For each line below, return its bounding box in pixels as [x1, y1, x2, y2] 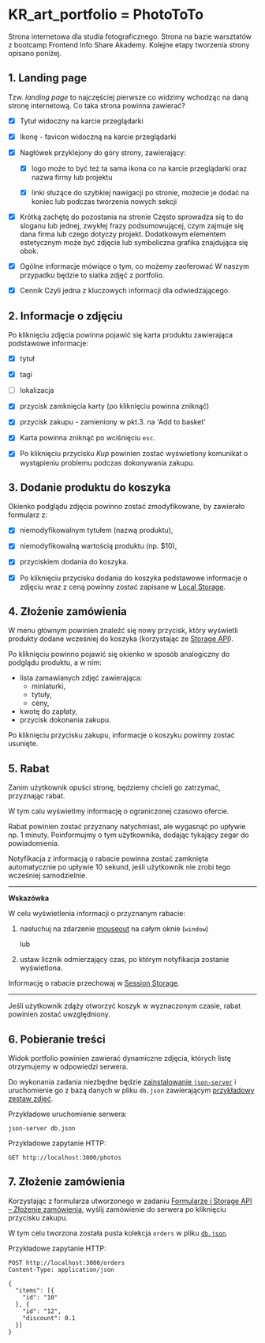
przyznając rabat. [8, 791, 65, 801]
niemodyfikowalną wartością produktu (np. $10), [19, 541, 177, 551]
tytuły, [31, 690, 53, 700]
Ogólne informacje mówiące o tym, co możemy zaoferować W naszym [19, 262, 250, 271]
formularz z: [8, 510, 48, 519]
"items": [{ [15, 1286, 55, 1294]
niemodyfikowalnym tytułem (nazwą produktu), [19, 526, 174, 535]
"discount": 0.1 [22, 1314, 77, 1322]
